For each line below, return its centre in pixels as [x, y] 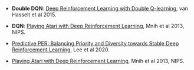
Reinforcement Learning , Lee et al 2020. [61, 50]
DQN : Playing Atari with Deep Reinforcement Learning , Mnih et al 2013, [98, 26]
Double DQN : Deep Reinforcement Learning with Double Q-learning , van [100, 8]
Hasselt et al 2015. [34, 15]
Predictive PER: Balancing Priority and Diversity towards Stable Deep [95, 43]
